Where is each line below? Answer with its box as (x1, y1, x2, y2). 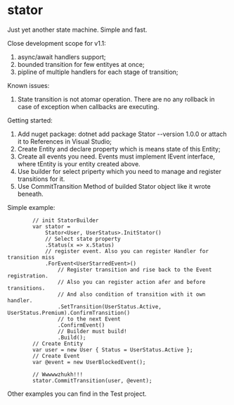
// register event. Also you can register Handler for (44, 247, 209, 255)
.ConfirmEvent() (57, 321, 105, 329)
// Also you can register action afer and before (57, 278, 206, 285)
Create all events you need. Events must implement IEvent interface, (17, 152, 216, 161)
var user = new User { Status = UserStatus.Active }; (32, 346, 193, 354)
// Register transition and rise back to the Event (57, 266, 212, 273)
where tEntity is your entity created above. (17, 159, 141, 168)
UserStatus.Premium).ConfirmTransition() (7, 309, 131, 316)
